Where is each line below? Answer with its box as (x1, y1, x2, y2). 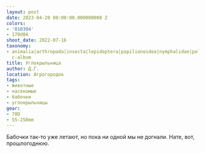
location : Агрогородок (6, 71, 64, 77)
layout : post (6, 9, 40, 15)
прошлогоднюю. (6, 140, 49, 147)
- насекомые (6, 88, 37, 94)
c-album (12, 54, 32, 60)
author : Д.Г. (6, 65, 40, 72)
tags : (6, 77, 20, 83)
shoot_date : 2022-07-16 (6, 37, 67, 43)
